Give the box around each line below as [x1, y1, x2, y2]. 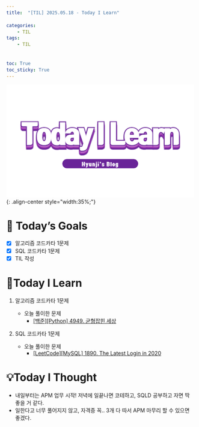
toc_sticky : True [6, 67, 50, 73]
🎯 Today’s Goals [6, 219, 88, 233]
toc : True [6, 60, 31, 66]
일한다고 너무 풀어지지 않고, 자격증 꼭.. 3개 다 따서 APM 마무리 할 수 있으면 [14, 407, 190, 414]
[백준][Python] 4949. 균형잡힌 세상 [32, 317, 117, 324]
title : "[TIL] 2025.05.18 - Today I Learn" [6, 10, 120, 16]
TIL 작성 [14, 254, 35, 262]
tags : [6, 35, 20, 41]
